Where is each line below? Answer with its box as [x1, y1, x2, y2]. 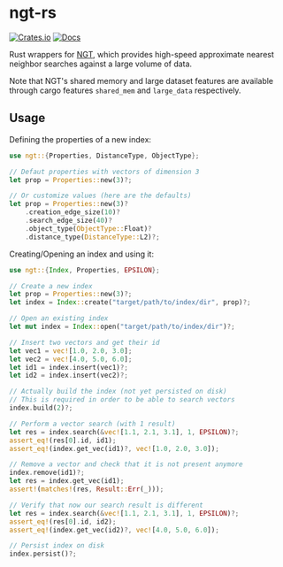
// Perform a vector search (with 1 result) [9, 419, 176, 428]
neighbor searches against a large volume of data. [9, 58, 193, 69]
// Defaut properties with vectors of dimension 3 [9, 167, 200, 176]
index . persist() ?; [9, 549, 77, 559]
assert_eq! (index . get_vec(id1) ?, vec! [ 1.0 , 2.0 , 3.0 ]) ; [9, 444, 219, 453]
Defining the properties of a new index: [9, 134, 152, 144]
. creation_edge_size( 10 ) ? [25, 208, 121, 217]
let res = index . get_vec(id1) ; [9, 477, 125, 486]
